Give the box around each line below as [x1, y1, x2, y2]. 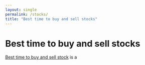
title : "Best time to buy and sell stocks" [5, 16, 98, 21]
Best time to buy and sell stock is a [5, 54, 77, 60]
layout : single [5, 7, 37, 12]
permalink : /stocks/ [5, 12, 49, 17]
